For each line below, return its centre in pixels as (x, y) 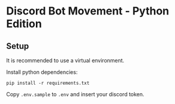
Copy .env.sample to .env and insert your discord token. (76, 94)
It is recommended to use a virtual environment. (65, 60)
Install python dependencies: (42, 72)
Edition (24, 24)
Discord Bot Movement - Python (88, 11)
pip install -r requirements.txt (48, 83)
